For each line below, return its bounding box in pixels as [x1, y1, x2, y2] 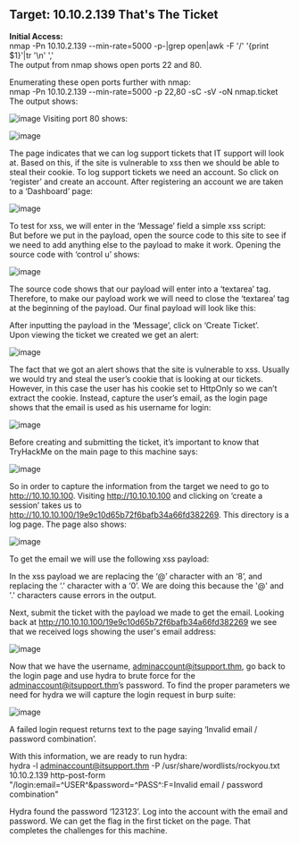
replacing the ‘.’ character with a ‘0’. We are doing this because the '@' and [9, 580, 284, 591]
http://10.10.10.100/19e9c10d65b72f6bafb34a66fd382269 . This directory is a [9, 509, 290, 520]
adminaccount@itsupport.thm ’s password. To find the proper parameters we [9, 680, 290, 690]
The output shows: [9, 96, 79, 106]
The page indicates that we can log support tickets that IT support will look [9, 148, 285, 158]
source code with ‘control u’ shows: [9, 249, 140, 259]
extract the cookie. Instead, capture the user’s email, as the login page [9, 393, 268, 403]
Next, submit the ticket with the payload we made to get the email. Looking [9, 607, 285, 618]
